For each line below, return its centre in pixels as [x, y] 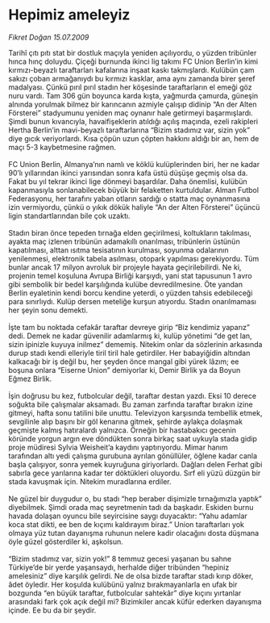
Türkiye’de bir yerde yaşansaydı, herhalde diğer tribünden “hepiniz [119, 567]
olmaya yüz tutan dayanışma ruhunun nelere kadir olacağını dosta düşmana [134, 533]
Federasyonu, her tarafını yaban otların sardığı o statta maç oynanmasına [129, 199]
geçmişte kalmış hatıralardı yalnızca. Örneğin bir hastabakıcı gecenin [122, 430]
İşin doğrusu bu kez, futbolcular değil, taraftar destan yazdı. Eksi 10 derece [132, 395]
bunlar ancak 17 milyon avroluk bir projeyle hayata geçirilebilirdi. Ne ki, [125, 267]
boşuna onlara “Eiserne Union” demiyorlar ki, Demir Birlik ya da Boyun [125, 370]
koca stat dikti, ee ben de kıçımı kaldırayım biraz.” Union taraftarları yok [126, 524]
